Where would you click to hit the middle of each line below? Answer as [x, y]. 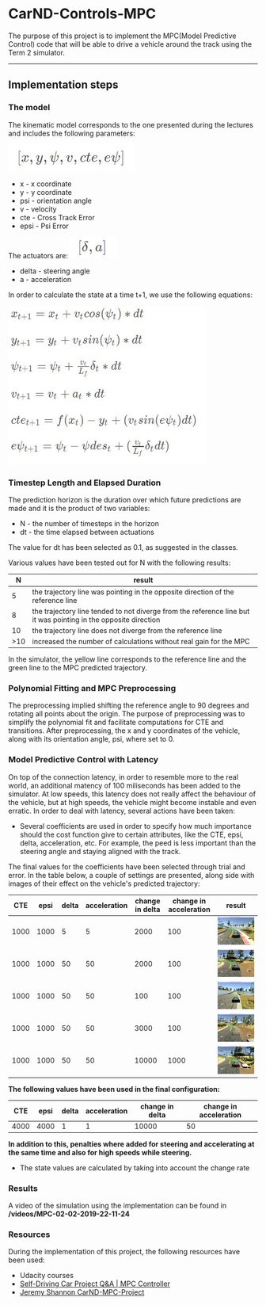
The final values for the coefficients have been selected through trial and [127, 866]
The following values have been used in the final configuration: [114, 1089]
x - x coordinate [46, 184]
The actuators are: [38, 255]
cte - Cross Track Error [57, 217]
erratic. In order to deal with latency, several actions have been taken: [122, 811]
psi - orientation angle [56, 200]
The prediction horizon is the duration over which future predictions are [125, 499]
